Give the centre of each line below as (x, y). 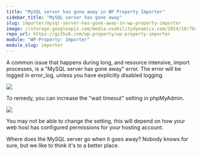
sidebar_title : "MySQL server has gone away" (64, 17)
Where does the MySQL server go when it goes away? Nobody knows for (97, 139)
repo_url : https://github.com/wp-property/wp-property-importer (88, 34)
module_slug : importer (35, 46)
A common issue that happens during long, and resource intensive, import (98, 62)
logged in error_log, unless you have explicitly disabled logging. (85, 75)
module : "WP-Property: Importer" (48, 40)
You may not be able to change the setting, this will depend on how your (96, 121)
